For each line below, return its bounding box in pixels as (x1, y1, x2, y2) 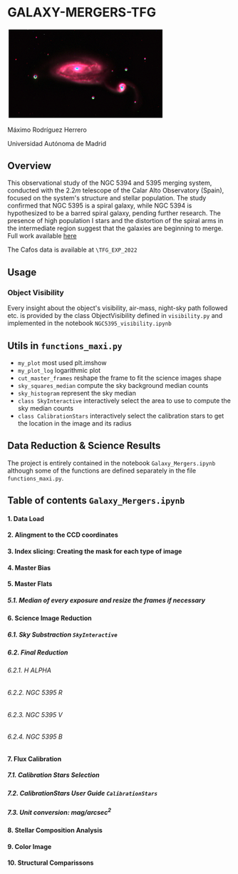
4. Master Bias (7, 563, 51, 572)
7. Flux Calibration (7, 754, 62, 763)
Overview (7, 160, 52, 172)
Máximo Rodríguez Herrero (7, 125, 87, 134)
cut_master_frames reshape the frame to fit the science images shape (17, 374, 222, 382)
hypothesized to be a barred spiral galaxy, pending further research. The (7, 209, 221, 217)
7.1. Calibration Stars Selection (7, 771, 100, 779)
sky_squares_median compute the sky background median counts (17, 381, 209, 389)
